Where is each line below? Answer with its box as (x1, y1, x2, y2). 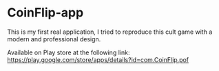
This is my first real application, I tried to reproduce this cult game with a (7, 28, 213, 36)
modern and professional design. (7, 34, 101, 43)
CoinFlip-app (7, 5, 84, 21)
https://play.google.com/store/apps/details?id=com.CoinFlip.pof (7, 55, 189, 63)
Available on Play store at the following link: (7, 48, 130, 57)
